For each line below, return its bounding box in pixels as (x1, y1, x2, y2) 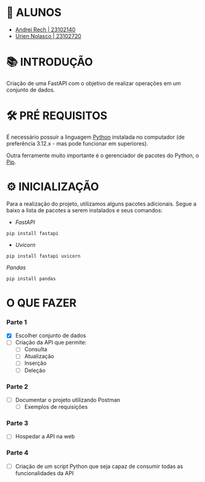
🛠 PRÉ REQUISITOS (6, 109, 108, 123)
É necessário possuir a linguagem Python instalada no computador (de (6, 133, 185, 141)
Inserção (24, 359, 47, 367)
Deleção (24, 367, 46, 374)
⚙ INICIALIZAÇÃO (6, 180, 99, 193)
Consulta (24, 346, 48, 353)
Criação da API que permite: (15, 339, 87, 346)
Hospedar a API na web (15, 433, 75, 440)
